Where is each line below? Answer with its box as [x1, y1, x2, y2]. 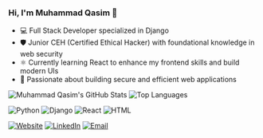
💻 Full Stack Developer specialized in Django [19, 26, 170, 35]
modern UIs [19, 66, 59, 76]
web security [19, 49, 64, 59]
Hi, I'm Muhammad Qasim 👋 [8, 7, 118, 18]
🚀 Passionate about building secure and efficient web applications [19, 75, 237, 85]
